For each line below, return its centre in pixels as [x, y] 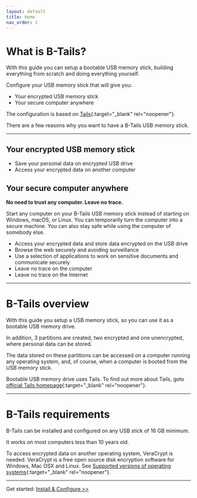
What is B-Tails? [46, 51]
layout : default [26, 11]
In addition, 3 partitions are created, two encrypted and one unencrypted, [95, 337]
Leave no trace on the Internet [51, 274]
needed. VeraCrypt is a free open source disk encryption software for [90, 459]
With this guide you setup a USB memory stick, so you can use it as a [90, 320]
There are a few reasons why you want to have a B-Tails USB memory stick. [98, 125]
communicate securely [42, 262]
